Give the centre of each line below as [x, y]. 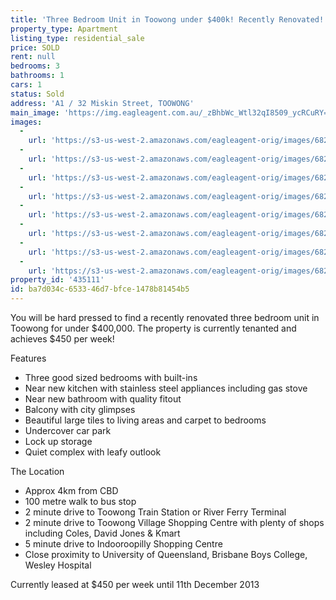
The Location [37, 471]
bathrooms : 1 [37, 76]
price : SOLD [35, 47]
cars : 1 [26, 85]
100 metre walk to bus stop [80, 501]
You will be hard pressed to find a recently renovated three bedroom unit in [165, 317]
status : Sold [37, 94]
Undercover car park [68, 430]
